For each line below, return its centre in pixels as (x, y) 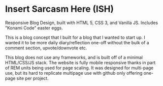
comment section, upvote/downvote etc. (46, 48)
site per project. (33, 78)
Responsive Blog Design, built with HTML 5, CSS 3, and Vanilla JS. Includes (82, 23)
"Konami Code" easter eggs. (34, 28)
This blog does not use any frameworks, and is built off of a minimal (74, 57)
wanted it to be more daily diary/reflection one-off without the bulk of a (77, 42)
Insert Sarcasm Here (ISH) (60, 9)
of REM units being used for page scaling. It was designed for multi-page (79, 68)
